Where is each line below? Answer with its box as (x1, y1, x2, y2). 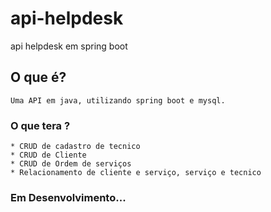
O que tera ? (10, 118, 71, 132)
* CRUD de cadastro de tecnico (10, 142, 141, 152)
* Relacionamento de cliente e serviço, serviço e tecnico (10, 168, 262, 178)
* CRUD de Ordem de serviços (10, 159, 132, 169)
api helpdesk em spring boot (10, 40, 128, 52)
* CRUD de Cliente (10, 150, 87, 161)
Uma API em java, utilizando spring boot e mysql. (10, 95, 226, 106)
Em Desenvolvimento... (10, 190, 127, 204)
